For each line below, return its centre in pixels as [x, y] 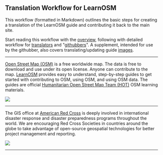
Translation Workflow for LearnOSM [61, 8]
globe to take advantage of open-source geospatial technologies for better [80, 128]
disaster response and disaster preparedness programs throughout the [76, 118]
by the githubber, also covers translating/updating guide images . [70, 50]
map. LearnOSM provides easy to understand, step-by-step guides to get [78, 74]
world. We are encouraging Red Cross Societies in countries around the [77, 123]
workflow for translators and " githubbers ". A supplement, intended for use [79, 45]
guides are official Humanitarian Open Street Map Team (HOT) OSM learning [81, 84]
